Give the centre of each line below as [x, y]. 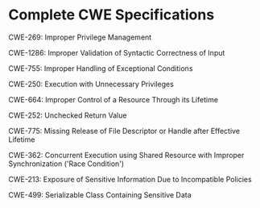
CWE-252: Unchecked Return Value [68, 115]
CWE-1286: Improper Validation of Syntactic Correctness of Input [117, 52]
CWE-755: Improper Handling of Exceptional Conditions [101, 68]
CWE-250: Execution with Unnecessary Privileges [91, 84]
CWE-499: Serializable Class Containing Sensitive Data [100, 194]
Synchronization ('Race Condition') [66, 164]
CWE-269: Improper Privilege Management [80, 37]
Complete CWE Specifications [111, 15]
